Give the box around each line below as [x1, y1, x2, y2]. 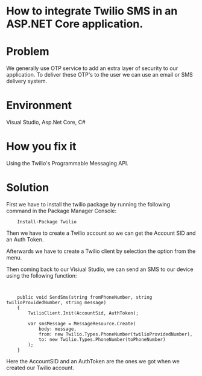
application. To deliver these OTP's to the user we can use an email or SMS [6, 71, 193, 78]
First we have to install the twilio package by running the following [6, 200, 171, 208]
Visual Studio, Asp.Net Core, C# [6, 119, 86, 126]
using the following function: [6, 272, 77, 279]
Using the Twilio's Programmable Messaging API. [6, 160, 128, 167]
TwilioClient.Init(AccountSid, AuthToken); [28, 310, 139, 316]
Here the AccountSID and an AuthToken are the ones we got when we [6, 357, 180, 365]
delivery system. [6, 77, 48, 85]
